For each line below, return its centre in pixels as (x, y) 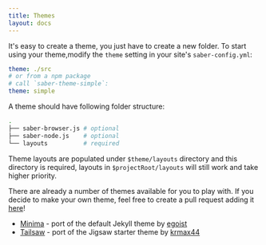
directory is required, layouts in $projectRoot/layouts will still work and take (133, 167)
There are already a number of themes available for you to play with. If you (131, 191)
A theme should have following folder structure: (87, 106)
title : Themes (32, 16)
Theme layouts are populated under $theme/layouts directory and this (123, 158)
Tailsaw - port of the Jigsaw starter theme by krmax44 (110, 231)
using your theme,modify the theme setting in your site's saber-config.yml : (131, 54)
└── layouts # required (64, 143)
